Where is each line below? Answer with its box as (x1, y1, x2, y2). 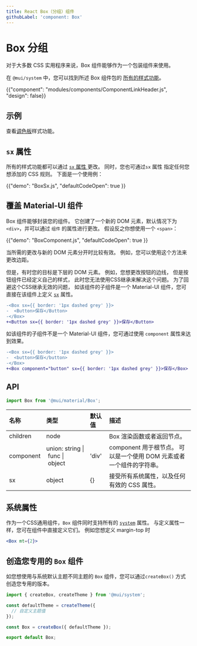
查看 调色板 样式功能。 (6, 128, 57, 135)
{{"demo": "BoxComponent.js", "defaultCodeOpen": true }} (6, 237, 148, 244)
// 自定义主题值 (11, 608, 46, 614)
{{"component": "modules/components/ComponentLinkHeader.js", (6, 86, 168, 93)
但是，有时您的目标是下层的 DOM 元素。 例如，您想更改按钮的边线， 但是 (6, 268, 184, 275)
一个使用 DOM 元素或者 (121, 452, 185, 460)
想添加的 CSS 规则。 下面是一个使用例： (6, 171, 104, 178)
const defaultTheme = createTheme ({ (6, 602, 96, 608)
